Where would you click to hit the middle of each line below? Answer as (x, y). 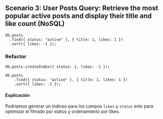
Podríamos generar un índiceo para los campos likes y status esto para (79, 106)
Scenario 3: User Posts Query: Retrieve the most (82, 8)
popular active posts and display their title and (79, 16)
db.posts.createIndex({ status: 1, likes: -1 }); (58, 67)
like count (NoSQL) (35, 24)
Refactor (16, 56)
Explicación (17, 95)
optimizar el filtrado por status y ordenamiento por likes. (63, 112)
